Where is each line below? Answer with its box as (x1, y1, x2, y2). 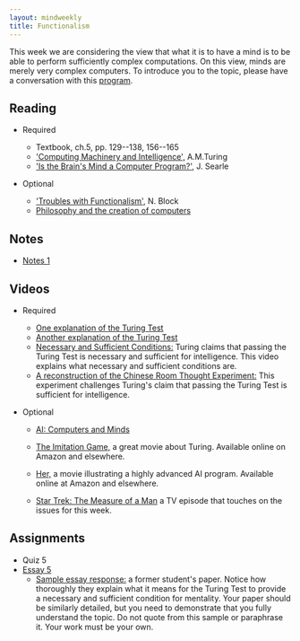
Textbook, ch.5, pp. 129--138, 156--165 (35, 142, 179, 153)
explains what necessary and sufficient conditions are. (35, 360, 237, 371)
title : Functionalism (9, 22, 90, 31)
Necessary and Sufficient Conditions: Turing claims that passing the (35, 341, 287, 352)
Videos (9, 281, 50, 296)
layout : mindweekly (9, 13, 82, 22)
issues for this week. (35, 505, 112, 515)
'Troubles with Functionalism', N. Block (35, 196, 179, 206)
